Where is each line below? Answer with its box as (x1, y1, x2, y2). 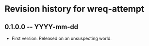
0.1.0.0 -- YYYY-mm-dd (4, 23, 79, 31)
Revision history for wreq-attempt (4, 3, 145, 15)
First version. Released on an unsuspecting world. (11, 35, 112, 41)
